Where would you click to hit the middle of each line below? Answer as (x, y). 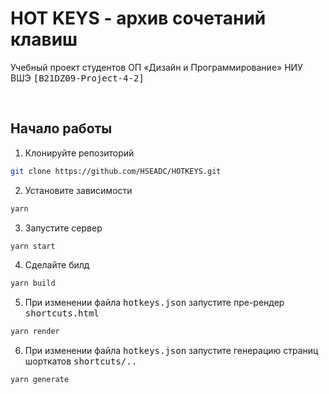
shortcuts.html (62, 313)
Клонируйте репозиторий (79, 153)
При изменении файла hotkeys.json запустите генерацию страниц (171, 351)
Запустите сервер (63, 228)
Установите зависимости (78, 190)
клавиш (44, 39)
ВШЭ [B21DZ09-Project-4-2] (77, 78)
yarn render (35, 332)
